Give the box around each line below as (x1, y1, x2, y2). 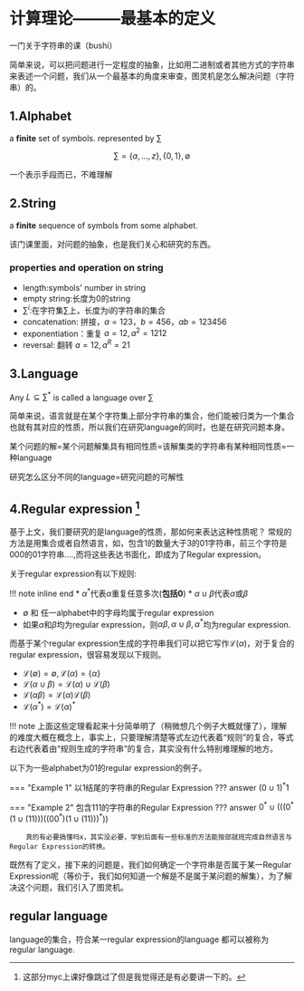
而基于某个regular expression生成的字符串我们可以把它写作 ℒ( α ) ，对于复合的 (9, 638, 295, 649)
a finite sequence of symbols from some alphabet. (9, 219, 199, 231)
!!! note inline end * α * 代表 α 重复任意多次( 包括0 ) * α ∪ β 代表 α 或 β (9, 586, 249, 599)
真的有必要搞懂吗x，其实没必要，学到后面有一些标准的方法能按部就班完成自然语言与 (25, 832, 292, 842)
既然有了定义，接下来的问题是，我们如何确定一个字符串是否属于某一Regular (9, 860, 292, 871)
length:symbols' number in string (22, 282, 147, 293)
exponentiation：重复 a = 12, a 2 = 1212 (22, 326, 167, 339)
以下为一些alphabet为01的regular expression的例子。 (9, 763, 207, 774)
